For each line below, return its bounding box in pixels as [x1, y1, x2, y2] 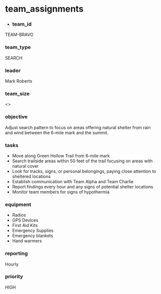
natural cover [12, 163, 39, 169]
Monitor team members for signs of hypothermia [12, 189, 110, 195]
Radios [12, 212, 26, 218]
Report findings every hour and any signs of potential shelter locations [12, 184, 153, 190]
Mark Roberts [5, 78, 33, 84]
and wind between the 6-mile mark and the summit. [5, 130, 108, 136]
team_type [5, 44, 31, 51]
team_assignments [5, 3, 84, 15]
